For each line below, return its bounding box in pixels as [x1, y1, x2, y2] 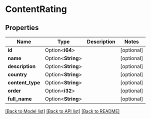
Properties [5, 23, 39, 32]
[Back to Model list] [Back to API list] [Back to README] [5, 108, 120, 114]
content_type [7, 79, 40, 86]
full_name [7, 95, 32, 102]
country [7, 71, 27, 78]
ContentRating [5, 3, 67, 15]
